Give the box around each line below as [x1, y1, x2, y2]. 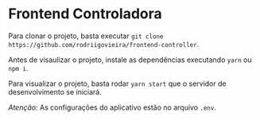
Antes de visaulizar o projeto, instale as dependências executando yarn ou [8, 55, 252, 64]
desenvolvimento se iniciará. [8, 87, 102, 96]
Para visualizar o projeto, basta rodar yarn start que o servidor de [8, 79, 227, 88]
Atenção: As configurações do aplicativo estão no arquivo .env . [8, 103, 217, 112]
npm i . [8, 63, 29, 72]
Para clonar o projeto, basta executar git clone [8, 31, 164, 41]
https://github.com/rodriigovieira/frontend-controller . [8, 39, 200, 48]
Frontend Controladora [8, 5, 162, 23]
